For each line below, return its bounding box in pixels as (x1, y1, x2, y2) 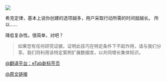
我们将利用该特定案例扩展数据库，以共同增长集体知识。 (27, 49, 144, 56)
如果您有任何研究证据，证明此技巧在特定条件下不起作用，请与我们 (17, 43, 157, 49)
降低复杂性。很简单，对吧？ (5, 32, 64, 38)
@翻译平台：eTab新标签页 (5, 60, 60, 66)
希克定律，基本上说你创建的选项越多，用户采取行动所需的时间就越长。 (5, 15, 153, 21)
